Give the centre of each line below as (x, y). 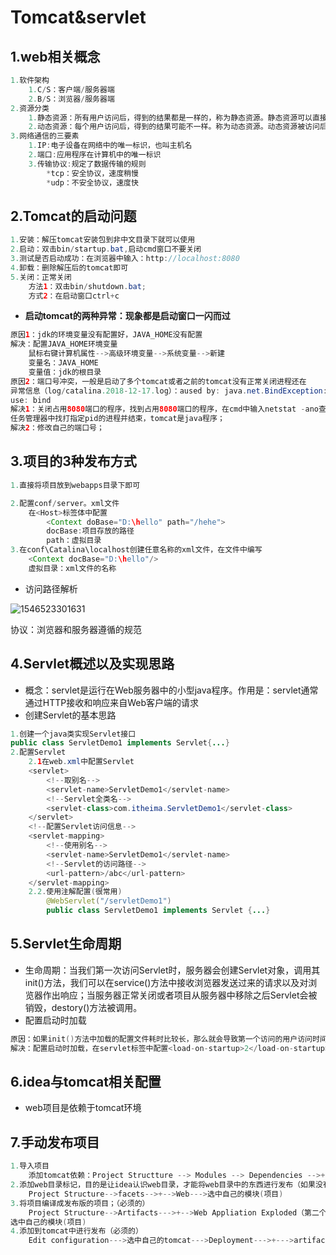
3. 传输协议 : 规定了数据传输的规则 (87, 164)
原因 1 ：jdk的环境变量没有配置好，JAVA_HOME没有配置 (106, 335)
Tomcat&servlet (78, 17)
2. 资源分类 (30, 108)
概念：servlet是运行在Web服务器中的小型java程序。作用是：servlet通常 (171, 690)
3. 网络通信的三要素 (45, 136)
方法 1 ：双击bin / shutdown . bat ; (87, 286)
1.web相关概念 (55, 56)
